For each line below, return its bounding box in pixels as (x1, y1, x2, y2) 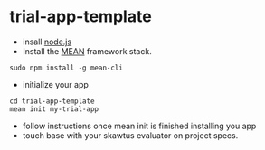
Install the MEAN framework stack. (22, 45, 152, 56)
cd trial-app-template (9, 97, 95, 106)
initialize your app (22, 79, 89, 89)
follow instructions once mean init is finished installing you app (22, 120, 257, 131)
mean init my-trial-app (9, 104, 99, 114)
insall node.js (22, 36, 72, 47)
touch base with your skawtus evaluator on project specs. (22, 129, 239, 141)
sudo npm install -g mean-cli (9, 63, 124, 72)
